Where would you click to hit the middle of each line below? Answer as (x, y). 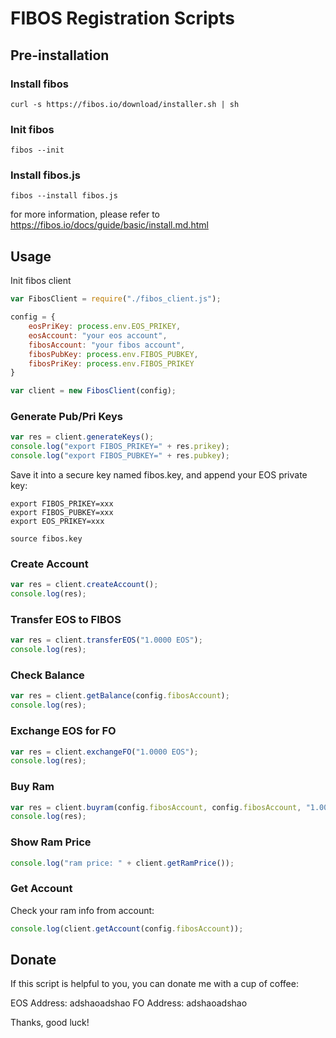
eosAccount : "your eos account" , (98, 335)
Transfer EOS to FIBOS (66, 620)
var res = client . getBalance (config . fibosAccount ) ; (120, 696)
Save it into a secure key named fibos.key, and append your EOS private (159, 475)
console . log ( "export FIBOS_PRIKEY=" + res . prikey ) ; (120, 447)
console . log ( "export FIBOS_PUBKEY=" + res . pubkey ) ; (120, 456)
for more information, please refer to (85, 214)
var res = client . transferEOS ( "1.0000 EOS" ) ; (106, 640)
